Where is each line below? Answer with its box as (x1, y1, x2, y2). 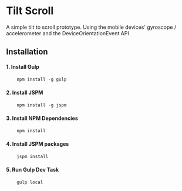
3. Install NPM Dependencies (6, 115, 78, 122)
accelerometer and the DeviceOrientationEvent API (6, 29, 129, 36)
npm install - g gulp (16, 76, 67, 82)
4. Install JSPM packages (6, 140, 69, 148)
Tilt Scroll (6, 4, 54, 18)
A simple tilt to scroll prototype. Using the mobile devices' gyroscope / (6, 24, 177, 31)
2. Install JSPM (6, 89, 43, 96)
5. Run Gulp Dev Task (6, 166, 59, 173)
